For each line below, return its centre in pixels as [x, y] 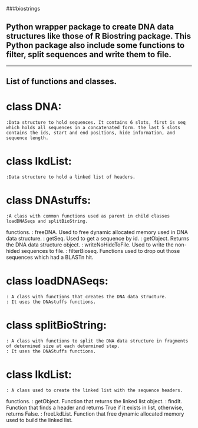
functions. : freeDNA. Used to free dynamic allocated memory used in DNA [97, 232]
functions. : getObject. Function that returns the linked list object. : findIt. [94, 401]
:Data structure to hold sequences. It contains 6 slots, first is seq [96, 123]
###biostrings [23, 9]
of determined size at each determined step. [63, 346]
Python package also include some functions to [95, 46]
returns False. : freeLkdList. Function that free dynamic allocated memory [95, 414]
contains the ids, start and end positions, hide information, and [91, 133]
